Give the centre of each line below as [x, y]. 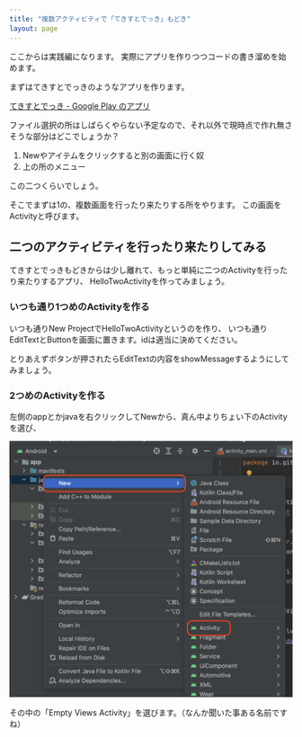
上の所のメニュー [54, 166]
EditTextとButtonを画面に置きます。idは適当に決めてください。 [126, 339]
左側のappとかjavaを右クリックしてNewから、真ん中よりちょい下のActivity [148, 416]
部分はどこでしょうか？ [76, 136]
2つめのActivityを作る [58, 395]
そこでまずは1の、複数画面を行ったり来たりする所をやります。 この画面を [146, 204]
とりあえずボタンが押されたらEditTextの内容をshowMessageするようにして [149, 359]
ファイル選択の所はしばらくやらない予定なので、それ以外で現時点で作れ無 [147, 125]
